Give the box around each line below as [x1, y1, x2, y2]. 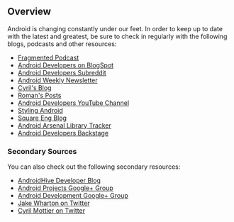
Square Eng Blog [17, 113, 67, 122]
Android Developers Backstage [17, 128, 108, 137]
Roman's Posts [17, 91, 62, 99]
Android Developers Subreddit [17, 68, 106, 77]
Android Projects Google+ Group [17, 184, 113, 192]
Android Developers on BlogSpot [17, 60, 114, 70]
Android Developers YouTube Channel [17, 99, 130, 107]
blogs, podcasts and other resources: [7, 39, 117, 48]
